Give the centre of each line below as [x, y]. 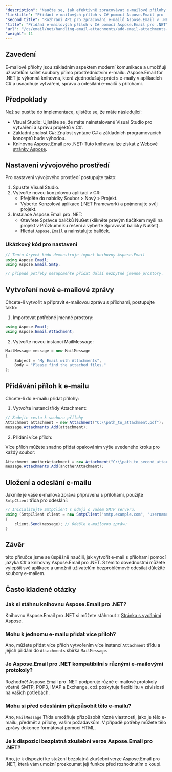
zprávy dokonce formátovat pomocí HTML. [51, 728]
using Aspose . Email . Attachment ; [40, 331]
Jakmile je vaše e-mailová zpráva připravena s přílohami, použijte [74, 495]
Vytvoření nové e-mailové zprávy [60, 290]
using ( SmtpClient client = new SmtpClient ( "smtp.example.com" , [75, 514]
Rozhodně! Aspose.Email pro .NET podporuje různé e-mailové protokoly [81, 681]
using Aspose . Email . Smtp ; [33, 265]
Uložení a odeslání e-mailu [48, 482]
